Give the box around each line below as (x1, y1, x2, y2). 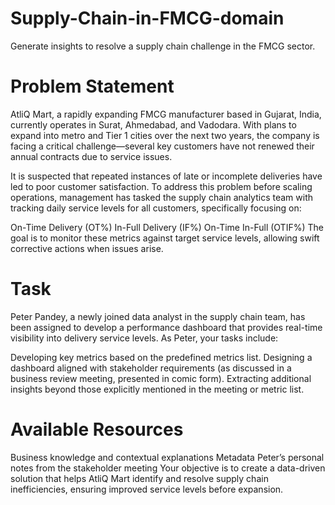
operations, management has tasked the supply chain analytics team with (10, 191, 313, 203)
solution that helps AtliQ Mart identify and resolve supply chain (10, 472, 269, 484)
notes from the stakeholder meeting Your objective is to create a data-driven (10, 462, 326, 474)
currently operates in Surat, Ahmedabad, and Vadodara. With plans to (10, 118, 297, 131)
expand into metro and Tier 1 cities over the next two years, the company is (10, 129, 320, 141)
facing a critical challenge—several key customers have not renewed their (10, 140, 315, 152)
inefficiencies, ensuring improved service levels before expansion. (10, 483, 284, 495)
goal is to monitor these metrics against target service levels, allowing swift (10, 232, 320, 244)
